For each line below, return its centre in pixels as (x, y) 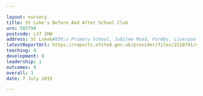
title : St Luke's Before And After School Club (67, 22)
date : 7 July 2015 (29, 79)
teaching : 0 (21, 51)
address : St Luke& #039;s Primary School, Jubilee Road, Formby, (89, 40)
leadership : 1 (24, 61)
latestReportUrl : (28, 45)
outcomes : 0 (21, 67)
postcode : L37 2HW (29, 34)
